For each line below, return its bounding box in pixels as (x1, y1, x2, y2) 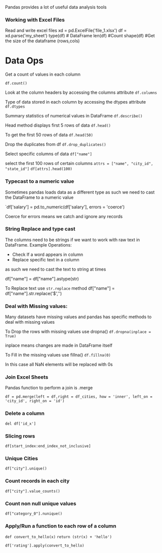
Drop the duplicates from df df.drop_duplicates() (5, 141, 107, 147)
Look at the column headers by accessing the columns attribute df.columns (5, 89, 157, 95)
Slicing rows (5, 432, 35, 439)
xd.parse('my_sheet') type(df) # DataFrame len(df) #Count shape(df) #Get (5, 33, 155, 39)
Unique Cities (5, 455, 38, 462)
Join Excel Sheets (5, 374, 49, 381)
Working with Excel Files (5, 16, 65, 23)
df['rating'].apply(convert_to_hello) (5, 543, 84, 548)
